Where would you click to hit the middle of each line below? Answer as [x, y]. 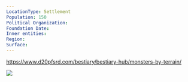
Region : [16, 39]
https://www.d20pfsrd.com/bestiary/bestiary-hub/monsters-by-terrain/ [94, 61]
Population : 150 [26, 17]
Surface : [17, 45]
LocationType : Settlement [38, 12]
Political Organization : [37, 23]
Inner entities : [26, 34]
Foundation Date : [28, 28]
